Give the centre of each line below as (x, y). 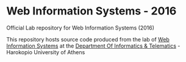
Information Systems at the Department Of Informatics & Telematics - (93, 46)
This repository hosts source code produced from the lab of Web (88, 39)
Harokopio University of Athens (46, 52)
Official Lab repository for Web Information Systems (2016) (80, 28)
